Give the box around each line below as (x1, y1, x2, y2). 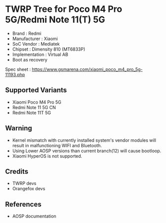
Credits (5, 167, 29, 175)
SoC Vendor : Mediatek (12, 41, 60, 47)
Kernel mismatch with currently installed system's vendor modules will (12, 137, 156, 143)
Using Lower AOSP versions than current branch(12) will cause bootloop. (12, 148, 162, 154)
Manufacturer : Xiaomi (12, 36, 58, 42)
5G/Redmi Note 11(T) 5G (5, 14, 106, 25)
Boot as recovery (12, 56, 48, 62)
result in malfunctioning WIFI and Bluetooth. (12, 142, 102, 148)
